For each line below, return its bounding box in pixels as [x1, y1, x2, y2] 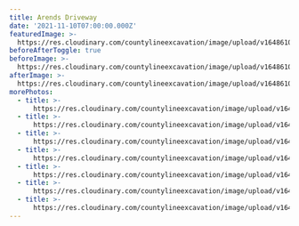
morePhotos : [9, 87, 53, 96]
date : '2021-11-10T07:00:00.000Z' [9, 21, 138, 30]
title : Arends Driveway [9, 12, 98, 22]
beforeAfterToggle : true [9, 46, 101, 55]
